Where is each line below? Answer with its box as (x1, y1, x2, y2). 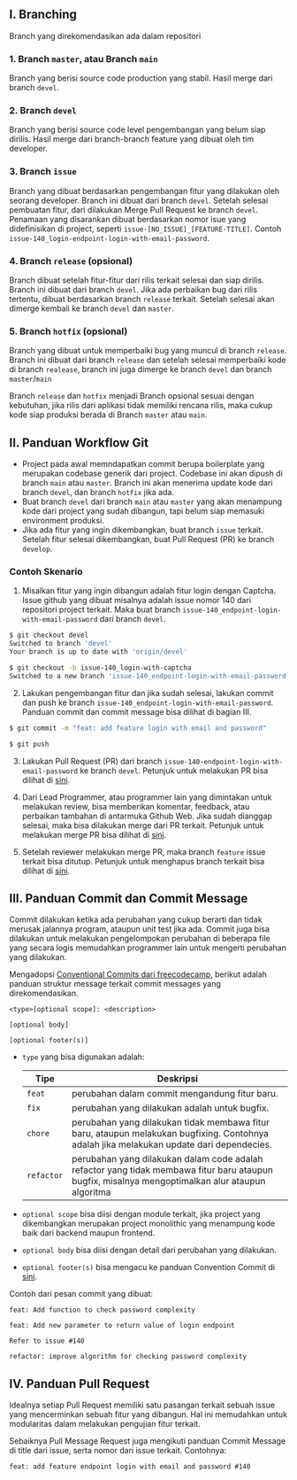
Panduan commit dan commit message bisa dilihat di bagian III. (21, 706, 252, 717)
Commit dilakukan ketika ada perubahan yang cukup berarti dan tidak (9, 914, 263, 925)
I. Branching (9, 7, 78, 22)
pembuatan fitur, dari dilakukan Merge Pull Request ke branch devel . (9, 204, 259, 215)
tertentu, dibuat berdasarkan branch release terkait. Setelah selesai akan (9, 294, 276, 304)
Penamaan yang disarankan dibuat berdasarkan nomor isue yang (9, 213, 247, 224)
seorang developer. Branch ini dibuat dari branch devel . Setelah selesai (9, 195, 269, 205)
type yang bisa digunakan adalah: (21, 1051, 145, 1062)
